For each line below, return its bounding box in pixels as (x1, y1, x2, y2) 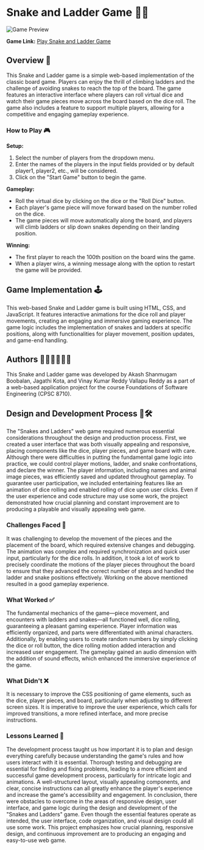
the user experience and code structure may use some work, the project (6, 493, 188, 500)
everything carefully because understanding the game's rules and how (6, 752, 184, 760)
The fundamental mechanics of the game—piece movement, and (6, 609, 169, 617)
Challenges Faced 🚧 (6, 521, 66, 529)
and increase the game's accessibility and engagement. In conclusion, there (6, 791, 198, 798)
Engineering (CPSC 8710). (6, 390, 72, 397)
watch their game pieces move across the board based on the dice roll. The (6, 97, 196, 104)
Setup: (6, 142, 24, 150)
